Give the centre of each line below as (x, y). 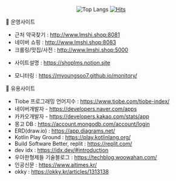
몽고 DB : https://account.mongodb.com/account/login (82, 124)
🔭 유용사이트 (21, 88)
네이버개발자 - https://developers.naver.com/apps (76, 109)
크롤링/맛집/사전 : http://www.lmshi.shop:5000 (71, 50)
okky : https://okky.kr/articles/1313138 (62, 172)
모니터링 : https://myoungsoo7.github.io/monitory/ (76, 75)
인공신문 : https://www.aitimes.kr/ (56, 165)
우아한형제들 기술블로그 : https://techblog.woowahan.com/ (86, 157)
